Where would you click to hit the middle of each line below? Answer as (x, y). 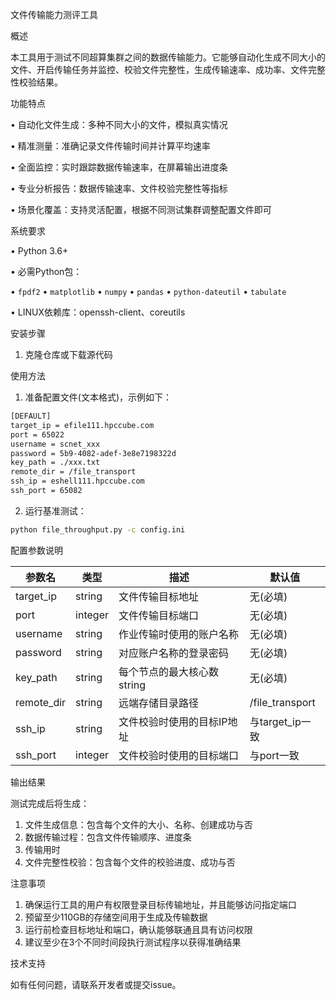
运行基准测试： (55, 510)
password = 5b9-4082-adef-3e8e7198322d (93, 453)
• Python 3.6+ (39, 251)
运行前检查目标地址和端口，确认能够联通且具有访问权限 (138, 929)
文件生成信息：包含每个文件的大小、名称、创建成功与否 (138, 824)
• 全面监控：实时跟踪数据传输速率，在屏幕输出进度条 (119, 167)
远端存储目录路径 (159, 703)
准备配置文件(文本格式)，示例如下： (98, 397)
